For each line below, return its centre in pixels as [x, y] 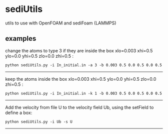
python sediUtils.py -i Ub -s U [39, 122]
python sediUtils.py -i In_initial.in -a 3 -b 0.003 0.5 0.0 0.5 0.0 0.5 [84, 65]
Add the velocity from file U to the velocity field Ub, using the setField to [79, 107]
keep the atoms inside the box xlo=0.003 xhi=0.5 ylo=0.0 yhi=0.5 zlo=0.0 [81, 79]
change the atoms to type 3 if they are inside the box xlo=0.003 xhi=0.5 [79, 50]
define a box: [19, 113]
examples [21, 39]
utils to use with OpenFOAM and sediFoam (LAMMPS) [61, 23]
